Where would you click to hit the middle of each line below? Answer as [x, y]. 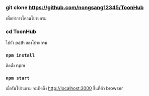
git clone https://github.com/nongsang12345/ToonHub [75, 7]
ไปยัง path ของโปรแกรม [26, 42]
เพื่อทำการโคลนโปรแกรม [26, 18]
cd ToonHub [21, 31]
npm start [18, 78]
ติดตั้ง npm [16, 65]
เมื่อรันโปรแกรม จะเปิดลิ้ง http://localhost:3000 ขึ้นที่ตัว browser [64, 88]
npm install [20, 55]
